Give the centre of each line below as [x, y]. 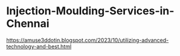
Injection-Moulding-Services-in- [90, 11]
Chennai [28, 24]
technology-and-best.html [39, 46]
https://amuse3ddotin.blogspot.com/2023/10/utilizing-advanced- [88, 40]
